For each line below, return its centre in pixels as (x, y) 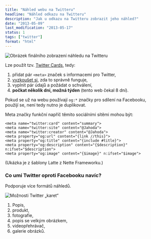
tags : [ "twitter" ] (24, 37)
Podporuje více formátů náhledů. (38, 186)
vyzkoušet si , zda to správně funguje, (50, 80)
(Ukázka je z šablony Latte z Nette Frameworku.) (54, 162)
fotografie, (23, 215)
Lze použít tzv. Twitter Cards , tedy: (40, 65)
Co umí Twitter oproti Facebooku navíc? (53, 175)
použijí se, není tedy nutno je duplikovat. (46, 105)
